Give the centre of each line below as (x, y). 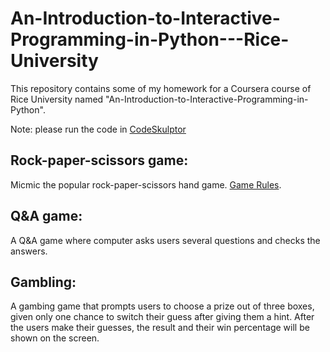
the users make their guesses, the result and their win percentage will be (160, 328)
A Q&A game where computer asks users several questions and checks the (165, 240)
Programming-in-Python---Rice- (150, 39)
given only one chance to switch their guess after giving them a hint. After (162, 317)
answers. (29, 251)
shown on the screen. (55, 338)
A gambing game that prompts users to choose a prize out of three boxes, (162, 306)
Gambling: (43, 282)
